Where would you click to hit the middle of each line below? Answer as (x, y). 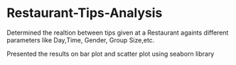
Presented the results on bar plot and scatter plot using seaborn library (111, 54)
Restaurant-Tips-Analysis (85, 13)
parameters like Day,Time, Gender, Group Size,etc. (81, 40)
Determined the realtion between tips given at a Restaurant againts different (118, 32)
